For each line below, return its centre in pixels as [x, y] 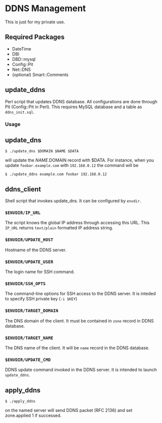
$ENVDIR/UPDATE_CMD [28, 360]
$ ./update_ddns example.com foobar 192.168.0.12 [56, 174]
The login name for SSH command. [40, 272]
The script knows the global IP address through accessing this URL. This [77, 223]
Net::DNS [21, 69]
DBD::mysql [24, 59]
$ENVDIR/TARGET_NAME [29, 338]
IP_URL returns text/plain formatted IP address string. [59, 228]
